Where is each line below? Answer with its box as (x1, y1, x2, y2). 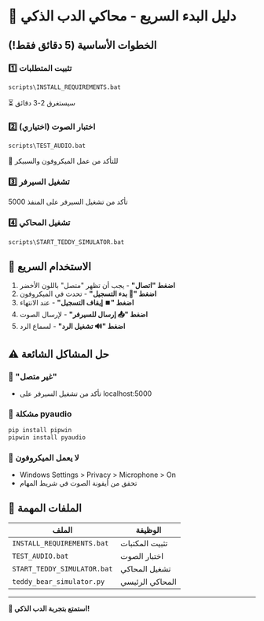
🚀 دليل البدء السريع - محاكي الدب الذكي (8, 7, 236, 25)
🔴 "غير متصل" (8, 371, 57, 382)
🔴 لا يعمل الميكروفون (8, 452, 80, 463)
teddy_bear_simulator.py (12, 578, 105, 586)
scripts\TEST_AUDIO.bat (8, 142, 86, 150)
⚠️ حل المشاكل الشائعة (8, 347, 110, 360)
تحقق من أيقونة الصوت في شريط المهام (19, 479, 137, 488)
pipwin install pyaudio (8, 434, 86, 442)
